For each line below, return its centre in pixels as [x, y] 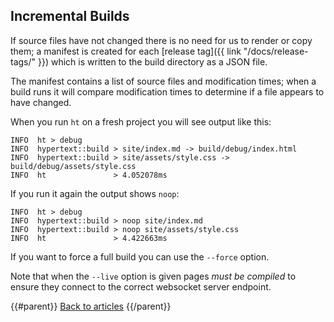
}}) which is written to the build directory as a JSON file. [152, 61]
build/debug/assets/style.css [73, 166]
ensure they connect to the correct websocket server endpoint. [141, 286]
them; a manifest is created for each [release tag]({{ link [126, 51]
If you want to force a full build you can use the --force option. [140, 256]
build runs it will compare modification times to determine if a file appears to [167, 91]
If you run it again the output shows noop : [95, 193]
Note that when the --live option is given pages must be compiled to [153, 276]
